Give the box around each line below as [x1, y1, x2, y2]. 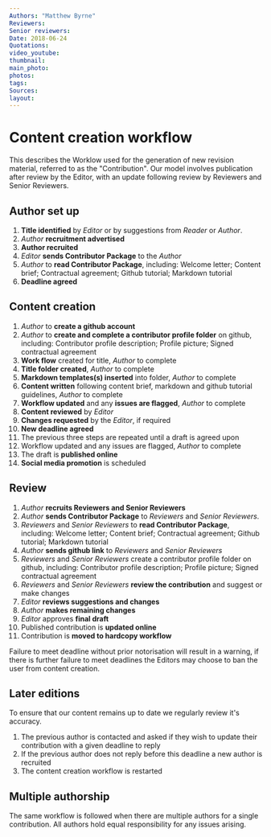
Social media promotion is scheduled [20, 457, 146, 467]
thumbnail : [9, 57, 46, 65]
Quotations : [9, 42, 49, 50]
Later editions [9, 687, 80, 700]
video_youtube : [9, 49, 60, 57]
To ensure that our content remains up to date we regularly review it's [9, 708, 240, 718]
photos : [9, 72, 35, 80]
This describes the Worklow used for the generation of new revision [9, 155, 234, 165]
